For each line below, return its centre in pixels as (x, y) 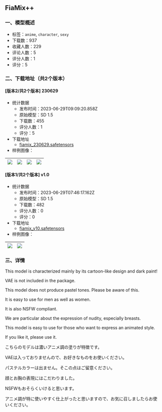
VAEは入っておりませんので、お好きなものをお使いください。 (66, 358)
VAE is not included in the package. (40, 281)
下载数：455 (32, 120)
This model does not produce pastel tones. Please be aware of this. (72, 290)
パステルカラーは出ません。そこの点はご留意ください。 (60, 368)
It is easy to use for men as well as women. (48, 300)
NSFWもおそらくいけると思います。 (41, 389)
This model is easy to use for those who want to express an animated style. (80, 328)
